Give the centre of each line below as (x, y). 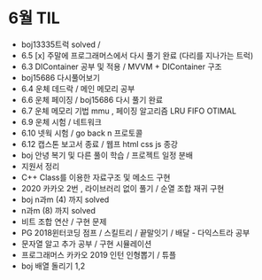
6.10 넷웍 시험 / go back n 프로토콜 (82, 133)
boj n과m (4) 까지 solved (65, 199)
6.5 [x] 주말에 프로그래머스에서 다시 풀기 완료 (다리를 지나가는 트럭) (137, 55)
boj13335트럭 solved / (61, 44)
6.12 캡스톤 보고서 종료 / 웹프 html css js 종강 (100, 144)
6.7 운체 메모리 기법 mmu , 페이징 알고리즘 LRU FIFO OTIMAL (128, 111)
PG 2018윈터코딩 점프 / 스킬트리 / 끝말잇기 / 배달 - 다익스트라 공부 (135, 232)
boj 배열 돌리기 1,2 (53, 266)
